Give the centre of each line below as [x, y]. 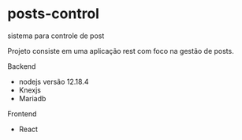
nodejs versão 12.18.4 [54, 81]
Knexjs [30, 90]
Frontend [22, 114]
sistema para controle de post [56, 36]
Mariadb [32, 98]
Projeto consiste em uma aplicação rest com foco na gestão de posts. [121, 51]
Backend [22, 66]
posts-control [54, 14]
